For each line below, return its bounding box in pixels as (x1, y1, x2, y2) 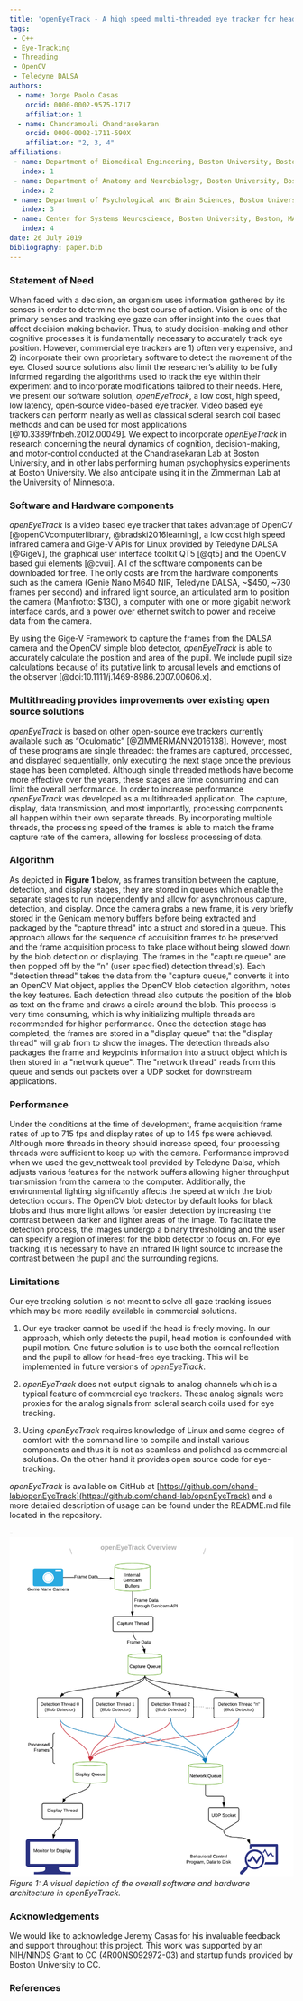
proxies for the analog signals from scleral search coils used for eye (22, 1398, 275, 1409)
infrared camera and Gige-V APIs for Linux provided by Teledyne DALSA (9, 539, 278, 550)
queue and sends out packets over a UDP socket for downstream (9, 1066, 252, 1077)
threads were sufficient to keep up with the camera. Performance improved (9, 1147, 289, 1159)
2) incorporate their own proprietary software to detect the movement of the (9, 352, 293, 363)
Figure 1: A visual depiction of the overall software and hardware (9, 1877, 251, 1888)
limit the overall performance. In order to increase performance (9, 783, 243, 794)
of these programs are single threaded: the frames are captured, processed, (9, 745, 293, 755)
